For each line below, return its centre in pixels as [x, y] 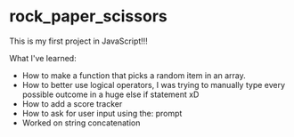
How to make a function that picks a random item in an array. [134, 75]
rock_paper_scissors [88, 16]
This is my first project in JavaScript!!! [79, 41]
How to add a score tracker [72, 103]
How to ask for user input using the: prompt [102, 113]
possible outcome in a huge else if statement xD [110, 94]
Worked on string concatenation [81, 123]
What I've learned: [43, 58]
